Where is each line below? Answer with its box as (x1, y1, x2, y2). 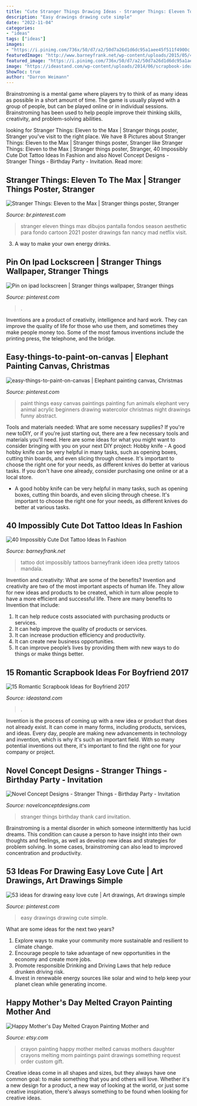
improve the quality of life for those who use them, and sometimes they (6, 322, 178, 329)
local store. (6, 473, 33, 480)
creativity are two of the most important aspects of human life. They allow (6, 583, 185, 590)
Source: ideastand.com (6, 694, 63, 701)
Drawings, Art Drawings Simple (6, 876, 123, 886)
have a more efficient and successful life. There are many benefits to (6, 595, 172, 603)
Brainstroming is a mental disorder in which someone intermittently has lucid (6, 824, 191, 831)
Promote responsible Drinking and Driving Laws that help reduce (14, 962, 171, 969)
